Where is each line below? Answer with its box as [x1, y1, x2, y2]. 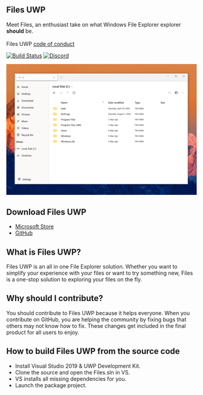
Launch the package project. [14, 381, 87, 389]
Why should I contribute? [6, 293, 104, 304]
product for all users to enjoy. [6, 328, 80, 336]
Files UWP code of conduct [6, 40, 75, 47]
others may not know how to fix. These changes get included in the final [6, 322, 186, 329]
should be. [6, 27, 34, 34]
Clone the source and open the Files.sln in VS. [14, 368, 130, 376]
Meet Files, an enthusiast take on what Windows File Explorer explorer [6, 21, 181, 28]
